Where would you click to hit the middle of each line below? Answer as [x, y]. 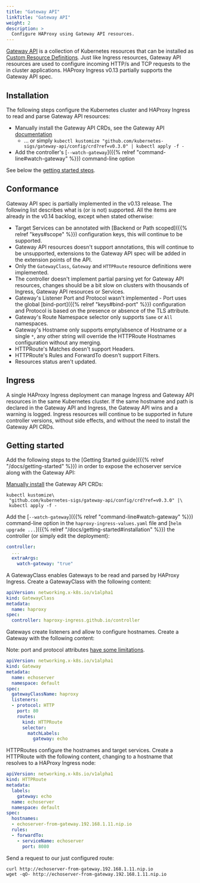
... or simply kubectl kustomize [61, 140]
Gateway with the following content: [50, 638]
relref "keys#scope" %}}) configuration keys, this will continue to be [99, 234]
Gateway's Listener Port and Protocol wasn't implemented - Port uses [101, 298]
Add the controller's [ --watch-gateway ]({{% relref [75, 152]
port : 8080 [36, 846]
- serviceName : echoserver [50, 841]
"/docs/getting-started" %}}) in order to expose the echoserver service [94, 466]
